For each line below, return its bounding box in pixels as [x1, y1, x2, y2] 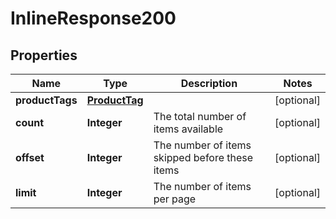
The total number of [153, 110, 247, 123]
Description [180, 77, 238, 90]
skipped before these [153, 151, 254, 164]
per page [153, 192, 197, 206]
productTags [15, 93, 78, 107]
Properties [10, 47, 78, 64]
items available [153, 122, 224, 136]
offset [15, 151, 45, 164]
